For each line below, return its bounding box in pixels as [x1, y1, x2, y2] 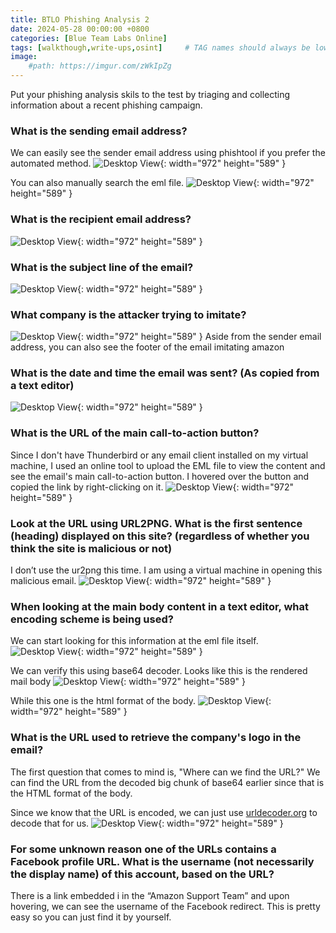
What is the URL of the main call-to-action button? [10, 426, 260, 440]
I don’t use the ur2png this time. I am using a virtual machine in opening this [10, 564, 323, 576]
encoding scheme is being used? [10, 612, 174, 626]
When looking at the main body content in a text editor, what [10, 600, 310, 613]
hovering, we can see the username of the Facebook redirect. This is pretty [10, 900, 321, 912]
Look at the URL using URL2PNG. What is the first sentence [10, 516, 303, 530]
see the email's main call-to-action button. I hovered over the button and [10, 470, 310, 482]
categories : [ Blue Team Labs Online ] [10, 33, 168, 43]
